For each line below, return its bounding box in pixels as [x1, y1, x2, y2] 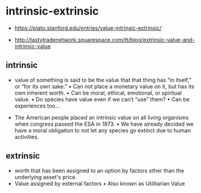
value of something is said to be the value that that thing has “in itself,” [14, 76, 192, 83]
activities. [14, 133, 39, 140]
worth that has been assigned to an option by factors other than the [14, 167, 185, 174]
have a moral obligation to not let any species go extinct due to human [14, 126, 191, 134]
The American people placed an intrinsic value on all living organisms [14, 113, 189, 121]
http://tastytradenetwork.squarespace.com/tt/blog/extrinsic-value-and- [14, 36, 196, 43]
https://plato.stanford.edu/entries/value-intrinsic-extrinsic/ [14, 24, 162, 32]
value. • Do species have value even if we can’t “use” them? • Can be [14, 95, 190, 103]
